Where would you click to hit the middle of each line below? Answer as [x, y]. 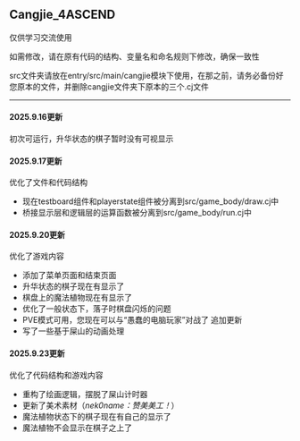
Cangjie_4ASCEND [62, 15]
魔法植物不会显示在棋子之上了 [77, 428]
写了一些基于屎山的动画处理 [73, 331]
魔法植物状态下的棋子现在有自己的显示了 [96, 416]
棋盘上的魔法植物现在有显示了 [77, 298]
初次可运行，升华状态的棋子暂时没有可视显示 [92, 139]
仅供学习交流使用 [41, 37]
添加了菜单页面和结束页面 [69, 276]
